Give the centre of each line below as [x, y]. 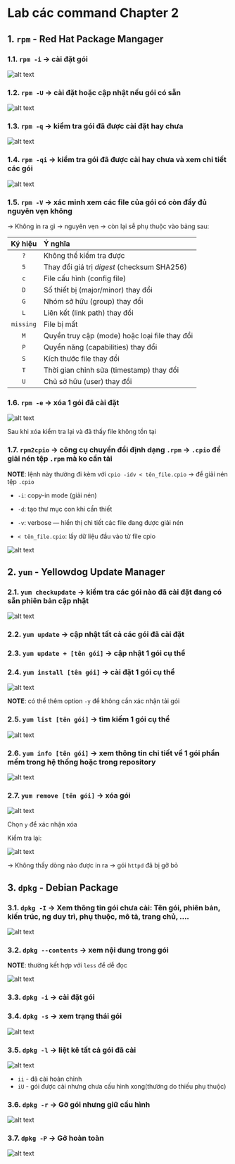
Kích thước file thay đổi [81, 359]
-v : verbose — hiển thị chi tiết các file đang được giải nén [101, 522]
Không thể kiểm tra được [84, 256]
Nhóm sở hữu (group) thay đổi [93, 302]
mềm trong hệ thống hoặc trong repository [82, 762]
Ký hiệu [24, 244]
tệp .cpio [21, 481]
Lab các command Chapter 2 [93, 13]
